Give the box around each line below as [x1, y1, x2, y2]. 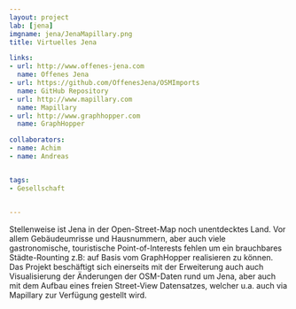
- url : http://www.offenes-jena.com [9, 62, 144, 71]
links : [9, 54, 34, 63]
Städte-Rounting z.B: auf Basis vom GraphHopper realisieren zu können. [9, 251, 274, 262]
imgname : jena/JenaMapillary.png [9, 29, 133, 38]
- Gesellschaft [9, 183, 66, 193]
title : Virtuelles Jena [9, 37, 97, 47]
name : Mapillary [17, 103, 77, 112]
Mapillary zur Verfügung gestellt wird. [9, 290, 148, 300]
